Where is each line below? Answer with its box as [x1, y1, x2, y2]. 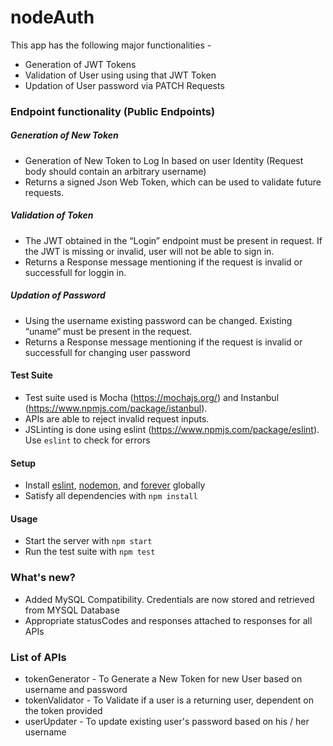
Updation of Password [10, 289, 106, 301]
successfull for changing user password [24, 346, 191, 358]
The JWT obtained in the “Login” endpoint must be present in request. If [24, 234, 323, 246]
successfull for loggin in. [24, 266, 127, 278]
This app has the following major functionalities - [10, 39, 212, 51]
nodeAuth [10, 6, 95, 29]
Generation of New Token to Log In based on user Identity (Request [24, 154, 304, 166]
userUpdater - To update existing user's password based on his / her [24, 715, 310, 727]
